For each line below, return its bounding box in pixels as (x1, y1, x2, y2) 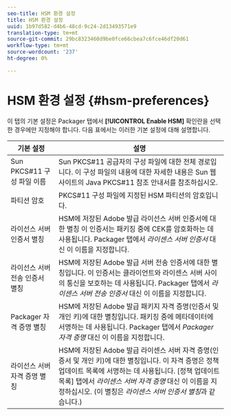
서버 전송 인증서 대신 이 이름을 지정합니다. (78, 289, 206, 298)
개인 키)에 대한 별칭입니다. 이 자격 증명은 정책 (81, 355, 219, 365)
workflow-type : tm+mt (7, 42, 69, 49)
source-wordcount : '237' (7, 49, 78, 56)
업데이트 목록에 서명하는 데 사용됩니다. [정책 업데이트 (58, 366, 220, 375)
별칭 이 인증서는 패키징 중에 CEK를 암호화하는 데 (66, 224, 214, 233)
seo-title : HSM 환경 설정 (7, 10, 76, 17)
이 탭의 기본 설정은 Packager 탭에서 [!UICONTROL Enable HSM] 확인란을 (7, 116, 208, 125)
